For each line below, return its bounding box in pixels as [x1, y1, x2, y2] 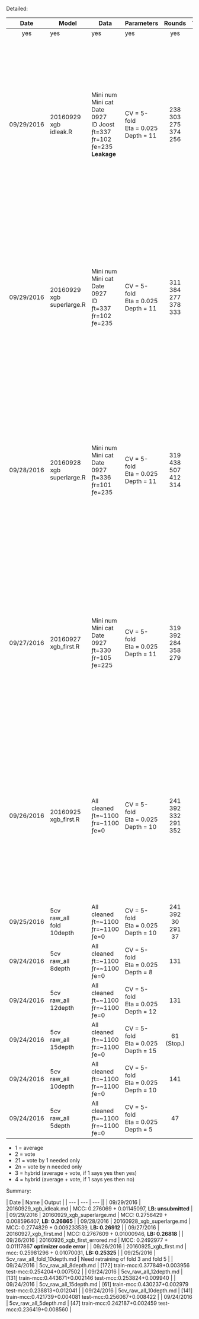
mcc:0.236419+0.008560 [6, 1306, 69, 1313]
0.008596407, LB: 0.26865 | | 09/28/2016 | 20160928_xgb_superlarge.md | [6, 1218, 191, 1225]
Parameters [124, 19, 159, 27]
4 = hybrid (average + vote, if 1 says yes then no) [14, 1176, 135, 1183]
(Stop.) [165, 1040, 185, 1047]
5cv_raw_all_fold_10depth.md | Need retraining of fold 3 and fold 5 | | [6, 1256, 174, 1263]
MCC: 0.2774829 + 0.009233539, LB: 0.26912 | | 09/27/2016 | [6, 1224, 160, 1231]
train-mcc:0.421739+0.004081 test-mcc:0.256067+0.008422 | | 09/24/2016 [6, 1293, 192, 1300]
